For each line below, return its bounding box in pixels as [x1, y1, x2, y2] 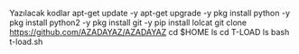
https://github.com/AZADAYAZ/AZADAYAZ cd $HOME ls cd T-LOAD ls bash [9, 27, 290, 37]
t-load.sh [9, 36, 43, 47]
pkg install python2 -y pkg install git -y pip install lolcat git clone [9, 17, 247, 28]
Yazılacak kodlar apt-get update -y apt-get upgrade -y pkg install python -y [9, 8, 291, 18]
